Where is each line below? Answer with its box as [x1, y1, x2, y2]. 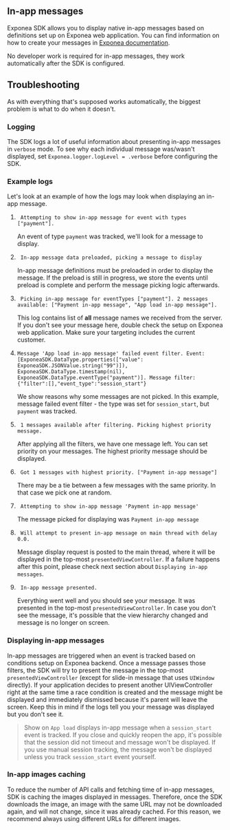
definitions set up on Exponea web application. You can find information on [7, 31, 220, 39]
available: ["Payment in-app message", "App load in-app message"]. [16, 302, 218, 309]
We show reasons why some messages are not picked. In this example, [16, 393, 219, 401]
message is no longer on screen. [16, 619, 110, 627]
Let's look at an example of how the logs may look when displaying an [7, 192, 205, 200]
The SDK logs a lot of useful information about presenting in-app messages [7, 137, 221, 145]
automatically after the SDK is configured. [7, 59, 126, 68]
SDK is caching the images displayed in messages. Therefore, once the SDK [7, 792, 223, 801]
